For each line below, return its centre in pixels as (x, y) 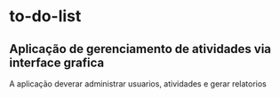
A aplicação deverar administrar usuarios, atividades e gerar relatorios (138, 84)
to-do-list (45, 16)
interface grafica (57, 62)
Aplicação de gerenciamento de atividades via (140, 49)
